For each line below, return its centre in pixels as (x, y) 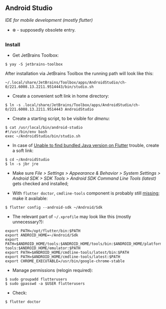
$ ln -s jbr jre (22, 164)
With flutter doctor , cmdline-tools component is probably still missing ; (86, 193)
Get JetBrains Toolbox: (36, 55)
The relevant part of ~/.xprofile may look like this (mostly (72, 217)
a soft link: (23, 151)
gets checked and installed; (40, 184)
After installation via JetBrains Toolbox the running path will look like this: (80, 74)
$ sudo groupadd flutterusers (36, 279)
